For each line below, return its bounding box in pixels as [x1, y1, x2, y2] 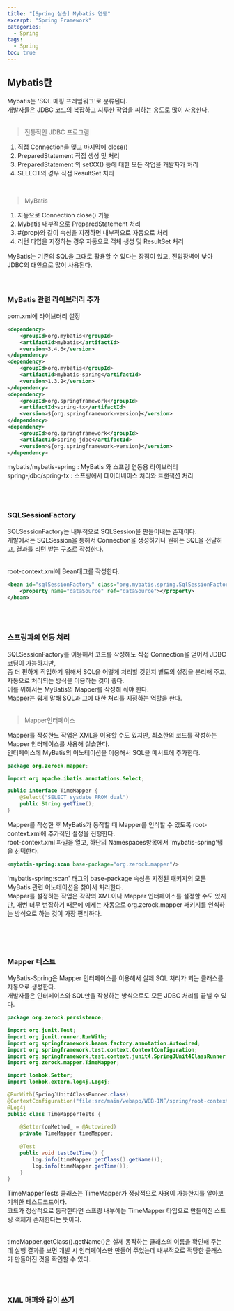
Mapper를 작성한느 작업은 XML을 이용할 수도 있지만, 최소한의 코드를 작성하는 [7, 731, 217, 739]
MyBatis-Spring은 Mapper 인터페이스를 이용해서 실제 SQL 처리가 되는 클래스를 [7, 974, 224, 982]
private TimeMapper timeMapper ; [19, 1130, 114, 1137]
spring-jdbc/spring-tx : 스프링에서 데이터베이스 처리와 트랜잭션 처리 [7, 471, 194, 480]
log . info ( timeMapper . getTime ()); [32, 1162, 130, 1170]
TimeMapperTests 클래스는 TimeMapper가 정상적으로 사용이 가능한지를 [7, 1189, 205, 1198]
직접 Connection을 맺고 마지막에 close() [17, 143, 128, 151]
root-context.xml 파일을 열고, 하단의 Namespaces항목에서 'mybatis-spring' [7, 838, 218, 846]
